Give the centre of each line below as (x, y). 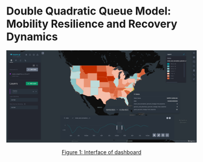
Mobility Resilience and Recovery (92, 24)
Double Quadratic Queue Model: (89, 11)
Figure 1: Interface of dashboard (101, 152)
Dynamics (32, 37)
